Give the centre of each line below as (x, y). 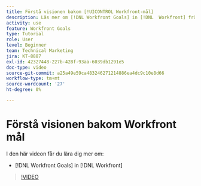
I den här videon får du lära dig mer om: (55, 154)
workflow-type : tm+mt (33, 78)
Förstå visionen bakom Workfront (91, 125)
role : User (20, 39)
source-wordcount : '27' (36, 84)
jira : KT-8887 (24, 56)
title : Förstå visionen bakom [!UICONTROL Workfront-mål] (80, 12)
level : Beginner (26, 45)
